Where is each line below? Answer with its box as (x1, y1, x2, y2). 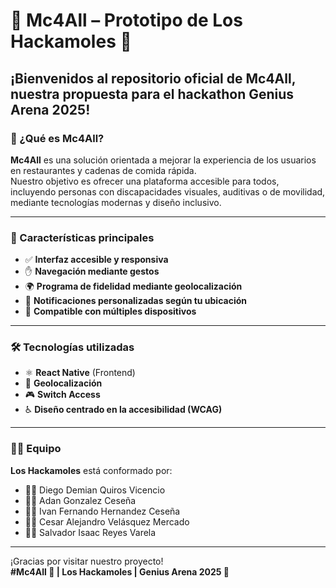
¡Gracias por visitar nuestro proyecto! (10, 555, 164, 567)
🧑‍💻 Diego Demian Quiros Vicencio (24, 484, 166, 496)
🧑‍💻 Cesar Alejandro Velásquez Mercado (24, 515, 190, 528)
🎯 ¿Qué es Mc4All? (10, 131, 105, 145)
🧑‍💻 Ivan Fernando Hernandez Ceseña (24, 505, 181, 517)
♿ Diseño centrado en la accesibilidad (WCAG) (24, 404, 223, 416)
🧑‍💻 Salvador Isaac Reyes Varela (24, 526, 157, 538)
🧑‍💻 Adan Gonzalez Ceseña (24, 494, 137, 506)
